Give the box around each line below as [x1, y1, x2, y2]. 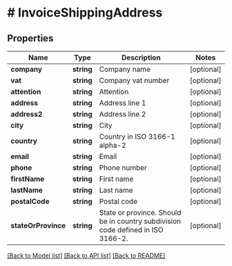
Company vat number [99, 76, 170, 85]
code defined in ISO [99, 225, 164, 234]
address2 [10, 109, 43, 119]
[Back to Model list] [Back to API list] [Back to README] [7, 251, 166, 260]
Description [121, 53, 161, 62]
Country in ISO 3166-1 [99, 132, 176, 141]
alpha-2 [99, 140, 126, 150]
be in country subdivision [99, 216, 182, 226]
